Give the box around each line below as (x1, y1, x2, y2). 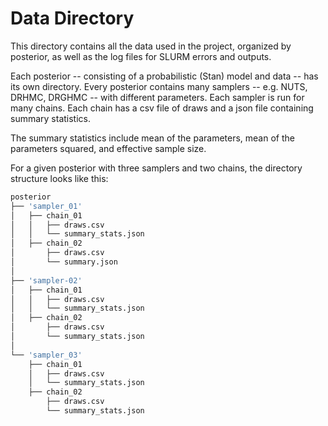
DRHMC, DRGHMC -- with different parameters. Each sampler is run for (10, 91, 305, 103)
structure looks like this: (10, 172, 109, 184)
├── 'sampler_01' (10, 201, 83, 211)
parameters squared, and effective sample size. (10, 142, 207, 154)
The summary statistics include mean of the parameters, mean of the (10, 132, 295, 144)
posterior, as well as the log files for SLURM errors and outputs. (10, 50, 272, 62)
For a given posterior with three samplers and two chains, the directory (10, 162, 303, 174)
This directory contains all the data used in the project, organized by (10, 40, 292, 52)
